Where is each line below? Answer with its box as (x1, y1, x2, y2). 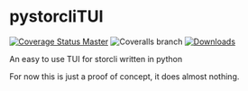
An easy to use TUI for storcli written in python (9, 53, 183, 64)
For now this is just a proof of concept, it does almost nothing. (9, 70, 240, 82)
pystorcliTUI (9, 6, 104, 27)
